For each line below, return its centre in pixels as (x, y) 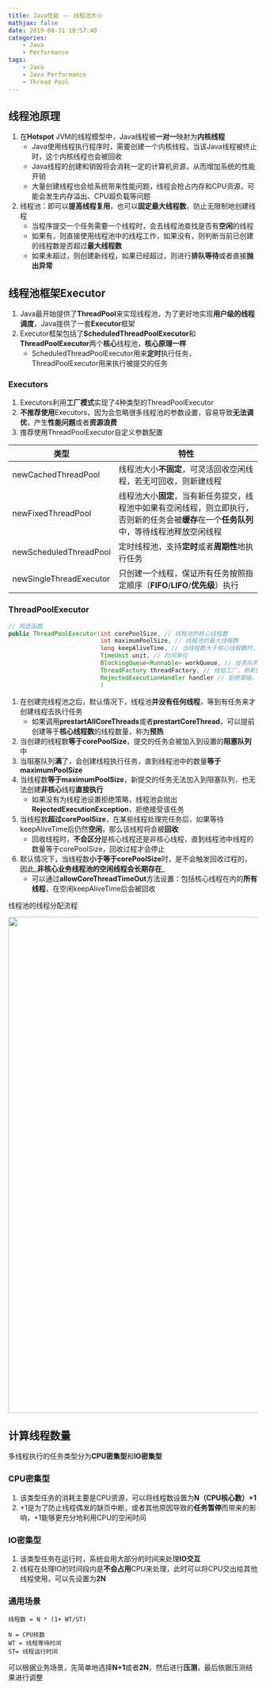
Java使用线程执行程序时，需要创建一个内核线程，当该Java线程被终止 (144, 147)
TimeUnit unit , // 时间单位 (144, 656)
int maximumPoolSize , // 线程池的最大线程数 (169, 641)
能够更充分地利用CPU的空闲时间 (93, 1518)
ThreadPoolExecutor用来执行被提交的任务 (100, 364)
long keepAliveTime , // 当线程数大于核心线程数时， (179, 648)
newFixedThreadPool (52, 514)
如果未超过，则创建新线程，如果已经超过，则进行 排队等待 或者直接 (139, 256)
